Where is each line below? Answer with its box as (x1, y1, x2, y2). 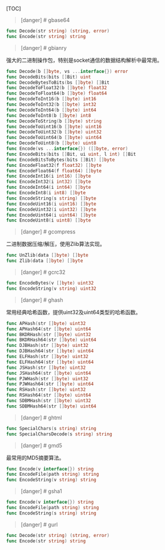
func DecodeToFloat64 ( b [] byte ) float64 (6, 90, 108, 97)
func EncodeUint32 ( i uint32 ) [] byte (6, 206, 96, 213)
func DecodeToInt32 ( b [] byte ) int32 (6, 102, 96, 108)
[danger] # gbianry (20, 44, 67, 51)
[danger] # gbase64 (20, 17, 70, 23)
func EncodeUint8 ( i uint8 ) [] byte (6, 217, 92, 223)
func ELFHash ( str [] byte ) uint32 (6, 353, 89, 359)
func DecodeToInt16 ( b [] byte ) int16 (6, 96, 96, 102)
